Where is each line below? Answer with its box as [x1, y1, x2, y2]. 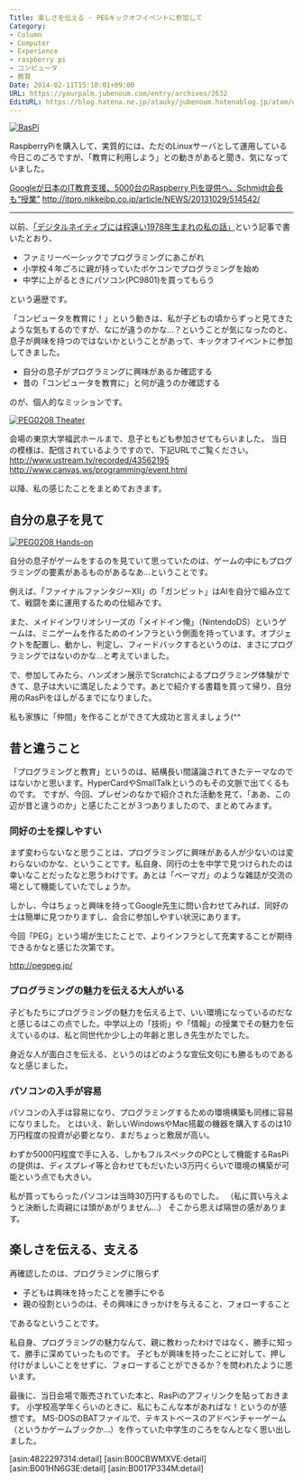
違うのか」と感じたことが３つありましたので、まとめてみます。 [40, 800, 278, 810]
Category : [9, 22, 47, 31]
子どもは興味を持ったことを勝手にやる [22, 1287, 165, 1298]
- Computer [9, 38, 50, 48]
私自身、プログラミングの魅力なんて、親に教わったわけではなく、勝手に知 [9, 1336, 286, 1347]
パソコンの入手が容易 [9, 1084, 102, 1097]
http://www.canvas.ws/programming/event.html [9, 465, 188, 476]
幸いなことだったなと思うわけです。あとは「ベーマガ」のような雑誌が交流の [9, 870, 293, 881]
